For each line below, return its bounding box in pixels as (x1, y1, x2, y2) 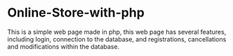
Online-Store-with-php (7, 5, 145, 21)
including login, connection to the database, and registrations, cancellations (7, 35, 227, 43)
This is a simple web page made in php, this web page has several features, (7, 28, 227, 36)
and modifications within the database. (7, 42, 120, 50)
